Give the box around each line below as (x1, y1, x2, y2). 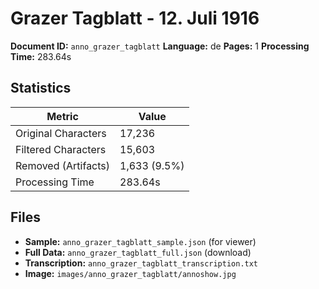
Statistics (10, 80, 72, 97)
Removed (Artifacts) (15, 158, 111, 172)
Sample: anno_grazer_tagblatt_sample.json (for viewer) (24, 235, 257, 247)
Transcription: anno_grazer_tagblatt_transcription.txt (24, 257, 259, 269)
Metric (46, 109, 79, 123)
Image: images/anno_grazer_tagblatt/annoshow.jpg (24, 267, 237, 279)
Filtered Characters (15, 142, 107, 156)
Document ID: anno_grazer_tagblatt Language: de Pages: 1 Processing (10, 40, 310, 52)
